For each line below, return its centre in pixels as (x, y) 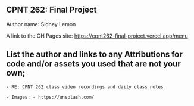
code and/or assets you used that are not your (94, 64)
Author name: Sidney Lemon (41, 24)
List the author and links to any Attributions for (94, 54)
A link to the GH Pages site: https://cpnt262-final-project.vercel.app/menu (97, 36)
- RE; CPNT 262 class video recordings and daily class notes (85, 87)
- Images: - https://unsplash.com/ (50, 97)
